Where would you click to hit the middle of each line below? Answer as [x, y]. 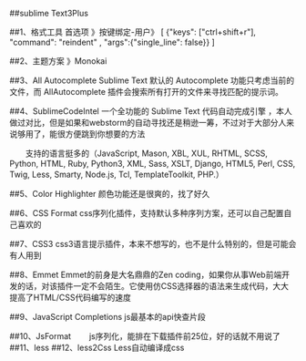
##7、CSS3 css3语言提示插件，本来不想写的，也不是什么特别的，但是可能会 [153, 244]
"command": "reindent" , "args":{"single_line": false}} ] [112, 42]
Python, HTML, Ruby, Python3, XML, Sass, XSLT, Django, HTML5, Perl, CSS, [153, 164]
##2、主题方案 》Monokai [58, 61]
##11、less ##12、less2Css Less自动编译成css [97, 347]
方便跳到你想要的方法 [105, 134]
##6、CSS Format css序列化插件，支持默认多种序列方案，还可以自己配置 [147, 213]
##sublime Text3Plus [49, 13]
